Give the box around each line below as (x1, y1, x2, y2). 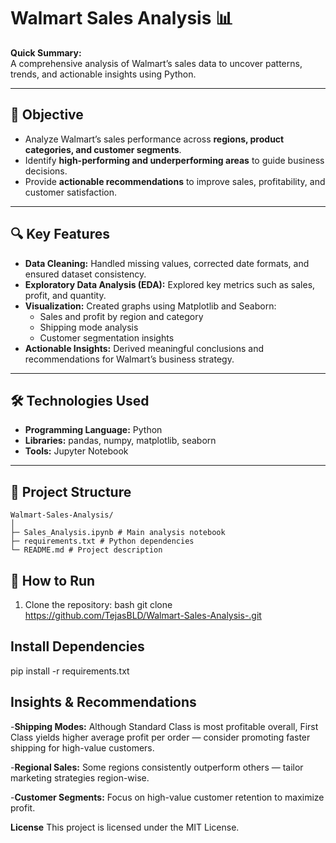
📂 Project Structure (10, 483, 132, 500)
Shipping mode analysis (39, 321, 139, 333)
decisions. (24, 165, 68, 177)
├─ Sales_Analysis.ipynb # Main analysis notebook (10, 528, 226, 538)
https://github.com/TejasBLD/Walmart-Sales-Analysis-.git (24, 610, 262, 621)
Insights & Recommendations (10, 694, 197, 711)
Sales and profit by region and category (39, 310, 204, 322)
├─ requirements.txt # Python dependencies (10, 536, 195, 547)
